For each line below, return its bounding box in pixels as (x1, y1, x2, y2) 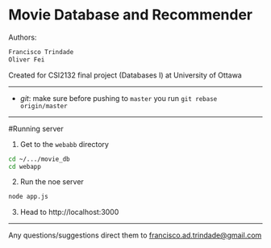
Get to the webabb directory (19, 139, 109, 149)
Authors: (8, 32, 37, 42)
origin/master (19, 102, 68, 110)
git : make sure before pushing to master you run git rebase (19, 93, 218, 103)
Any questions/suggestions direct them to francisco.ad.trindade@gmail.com (8, 230, 262, 240)
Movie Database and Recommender (8, 6, 253, 24)
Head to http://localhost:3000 (19, 208, 119, 217)
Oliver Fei (8, 55, 45, 64)
